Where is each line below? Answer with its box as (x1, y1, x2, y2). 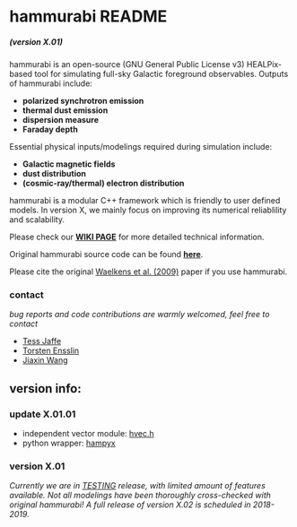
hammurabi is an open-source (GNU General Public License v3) (9, 59, 245, 70)
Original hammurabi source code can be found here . (9, 249, 204, 260)
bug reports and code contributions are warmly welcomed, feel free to (9, 309, 270, 320)
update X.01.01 (9, 408, 76, 420)
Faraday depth (22, 124, 78, 135)
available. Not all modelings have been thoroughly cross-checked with (9, 490, 272, 501)
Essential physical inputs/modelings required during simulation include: (9, 142, 272, 152)
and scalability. (9, 214, 66, 225)
